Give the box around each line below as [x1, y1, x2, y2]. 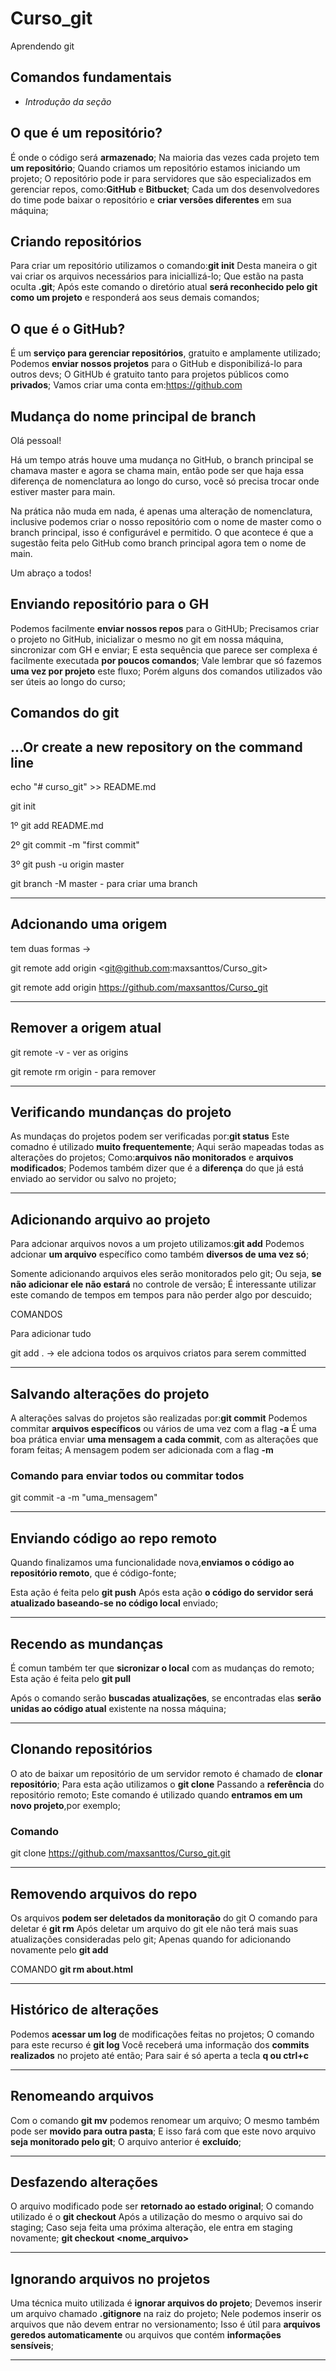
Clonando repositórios [10, 1741, 153, 1758]
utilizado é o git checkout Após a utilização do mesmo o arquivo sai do [10, 2211, 303, 2223]
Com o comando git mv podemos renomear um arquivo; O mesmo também [10, 2114, 320, 2126]
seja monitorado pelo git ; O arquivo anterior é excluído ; [10, 2135, 242, 2147]
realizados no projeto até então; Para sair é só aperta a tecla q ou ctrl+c [10, 2049, 309, 2061]
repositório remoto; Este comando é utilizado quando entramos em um [10, 1788, 303, 1801]
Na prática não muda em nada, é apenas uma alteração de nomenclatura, [10, 505, 313, 517]
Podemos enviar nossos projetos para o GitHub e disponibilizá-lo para [10, 358, 303, 370]
